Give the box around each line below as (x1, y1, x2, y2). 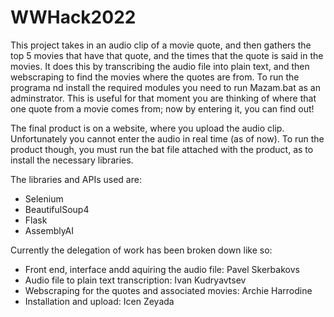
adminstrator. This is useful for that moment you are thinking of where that (10, 92, 317, 104)
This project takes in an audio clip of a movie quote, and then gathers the (10, 39, 312, 51)
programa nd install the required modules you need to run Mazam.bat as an (10, 81, 321, 93)
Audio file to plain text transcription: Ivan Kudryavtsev (24, 274, 247, 286)
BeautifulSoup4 (24, 203, 90, 215)
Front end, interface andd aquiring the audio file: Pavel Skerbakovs (24, 263, 300, 275)
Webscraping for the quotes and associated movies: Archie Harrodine (24, 284, 313, 296)
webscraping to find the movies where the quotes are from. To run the (10, 71, 300, 83)
